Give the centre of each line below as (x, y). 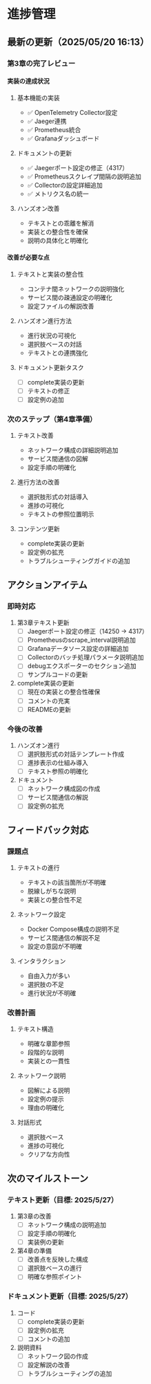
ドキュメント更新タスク (50, 367)
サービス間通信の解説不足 (64, 938)
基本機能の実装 (38, 98)
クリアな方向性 (49, 1154)
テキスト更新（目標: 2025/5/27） (63, 1199)
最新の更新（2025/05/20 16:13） (78, 42)
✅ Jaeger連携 (47, 121)
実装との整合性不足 (55, 899)
